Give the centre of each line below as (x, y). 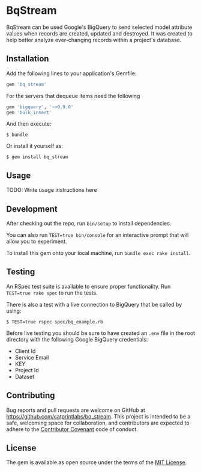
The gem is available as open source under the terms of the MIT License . (97, 462)
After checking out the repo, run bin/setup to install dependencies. (89, 223)
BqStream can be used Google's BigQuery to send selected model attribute (99, 27)
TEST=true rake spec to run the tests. (52, 293)
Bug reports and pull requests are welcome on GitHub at (76, 410)
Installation (28, 59)
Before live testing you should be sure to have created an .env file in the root (101, 333)
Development (32, 209)
